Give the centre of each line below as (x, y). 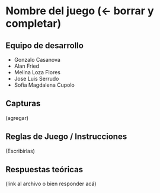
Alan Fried (27, 66)
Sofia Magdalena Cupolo (44, 85)
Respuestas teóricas (44, 170)
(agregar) (17, 118)
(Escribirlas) (20, 151)
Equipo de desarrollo (45, 45)
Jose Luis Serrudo (36, 79)
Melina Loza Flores (37, 72)
